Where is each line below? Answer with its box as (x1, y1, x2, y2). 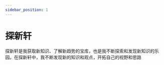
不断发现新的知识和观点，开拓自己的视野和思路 (44, 54, 141, 60)
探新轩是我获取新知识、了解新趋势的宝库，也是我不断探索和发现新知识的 (5, 48, 154, 54)
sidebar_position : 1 (5, 7, 49, 12)
